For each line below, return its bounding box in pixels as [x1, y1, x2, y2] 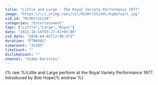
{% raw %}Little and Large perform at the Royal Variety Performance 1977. [5, 70, 154, 75]
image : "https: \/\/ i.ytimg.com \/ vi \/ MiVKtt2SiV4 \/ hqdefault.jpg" [5, 12, 140, 16]
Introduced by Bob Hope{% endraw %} [5, 75, 84, 81]
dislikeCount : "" [5, 52, 40, 57]
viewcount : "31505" [5, 43, 45, 48]
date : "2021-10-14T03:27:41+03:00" [5, 29, 77, 34]
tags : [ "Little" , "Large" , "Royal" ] [5, 25, 75, 30]
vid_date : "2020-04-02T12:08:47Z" [5, 34, 75, 39]
